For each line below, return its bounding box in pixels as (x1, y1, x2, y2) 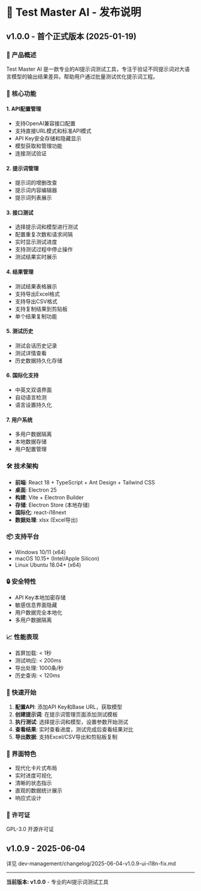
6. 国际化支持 (6, 372, 39, 379)
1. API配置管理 (6, 106, 42, 113)
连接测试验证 (14, 150, 47, 156)
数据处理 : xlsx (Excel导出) (14, 516, 78, 523)
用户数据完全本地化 (14, 609, 63, 616)
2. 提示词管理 (6, 164, 39, 171)
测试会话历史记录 (14, 342, 57, 349)
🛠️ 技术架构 (6, 462, 39, 471)
